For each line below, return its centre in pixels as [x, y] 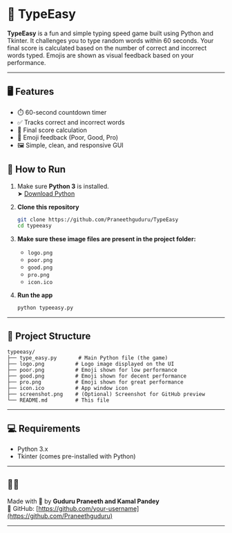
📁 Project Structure [49, 336]
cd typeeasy [34, 226]
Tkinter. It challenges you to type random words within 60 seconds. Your [110, 40]
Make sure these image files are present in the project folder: [106, 239]
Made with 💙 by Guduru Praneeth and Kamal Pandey [84, 501]
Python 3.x [32, 449]
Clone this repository [48, 207]
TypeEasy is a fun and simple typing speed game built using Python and [110, 33]
